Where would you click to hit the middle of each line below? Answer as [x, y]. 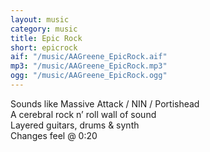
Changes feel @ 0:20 [54, 135]
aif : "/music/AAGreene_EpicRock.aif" [89, 57]
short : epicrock [44, 47]
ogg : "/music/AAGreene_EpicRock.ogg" [89, 76]
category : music [44, 29]
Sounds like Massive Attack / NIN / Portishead [105, 103]
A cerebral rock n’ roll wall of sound [83, 114]
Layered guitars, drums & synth [75, 125]
